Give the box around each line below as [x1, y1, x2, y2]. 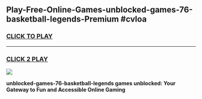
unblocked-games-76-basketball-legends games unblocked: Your [6, 79, 176, 86]
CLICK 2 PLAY [6, 55, 48, 63]
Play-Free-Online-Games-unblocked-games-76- [6, 5, 193, 15]
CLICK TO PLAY [6, 32, 53, 41]
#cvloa [120, 14, 147, 25]
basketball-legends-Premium [6, 14, 119, 25]
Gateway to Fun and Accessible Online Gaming [6, 86, 126, 93]
